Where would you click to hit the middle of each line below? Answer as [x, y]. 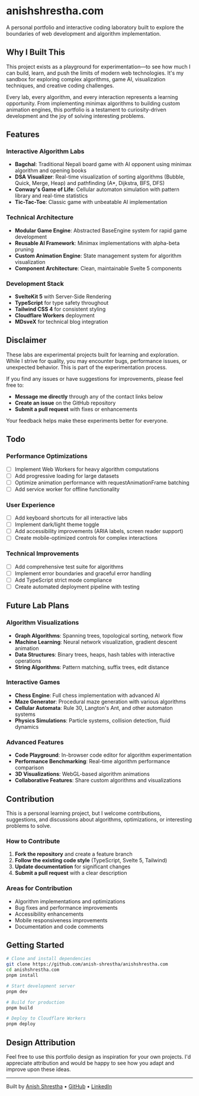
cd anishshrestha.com [33, 970]
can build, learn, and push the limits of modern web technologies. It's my [95, 73]
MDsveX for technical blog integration [61, 322]
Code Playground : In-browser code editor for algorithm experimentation [103, 755]
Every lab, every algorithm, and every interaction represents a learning [92, 97]
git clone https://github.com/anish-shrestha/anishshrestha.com [87, 964]
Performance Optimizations [47, 456]
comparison [29, 768]
